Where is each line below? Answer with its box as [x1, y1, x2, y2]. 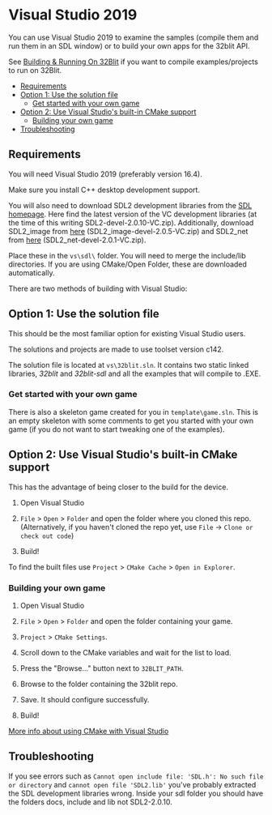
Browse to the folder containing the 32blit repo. [19, 679, 178, 689]
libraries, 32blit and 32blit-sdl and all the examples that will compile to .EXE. [8, 369, 261, 378]
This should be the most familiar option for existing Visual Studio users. [8, 328, 246, 338]
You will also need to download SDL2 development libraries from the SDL [8, 200, 253, 210]
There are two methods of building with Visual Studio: [8, 284, 188, 293]
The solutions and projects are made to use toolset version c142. [8, 344, 224, 354]
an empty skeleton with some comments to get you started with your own [8, 416, 253, 425]
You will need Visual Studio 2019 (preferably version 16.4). [8, 169, 202, 179]
